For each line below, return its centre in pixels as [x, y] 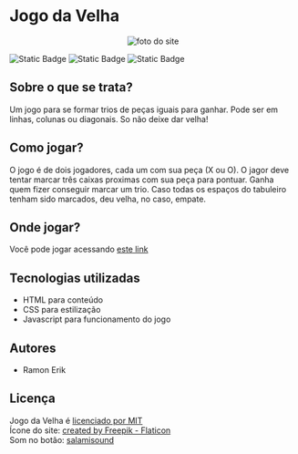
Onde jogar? [45, 227]
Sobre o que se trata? [72, 88]
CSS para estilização [62, 310]
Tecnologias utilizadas [75, 278]
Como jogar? [46, 148]
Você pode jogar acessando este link [79, 249]
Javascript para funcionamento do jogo [97, 319]
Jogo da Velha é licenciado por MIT [76, 420]
